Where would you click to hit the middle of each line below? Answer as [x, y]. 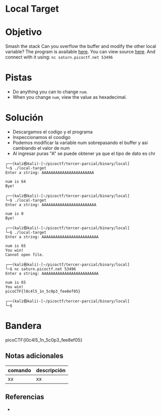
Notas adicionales [34, 356]
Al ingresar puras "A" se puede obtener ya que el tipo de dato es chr [84, 154]
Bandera [23, 326]
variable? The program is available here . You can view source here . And [80, 52]
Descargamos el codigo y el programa [53, 132]
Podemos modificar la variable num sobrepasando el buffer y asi [80, 143]
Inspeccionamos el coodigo [42, 137]
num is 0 [14, 214]
